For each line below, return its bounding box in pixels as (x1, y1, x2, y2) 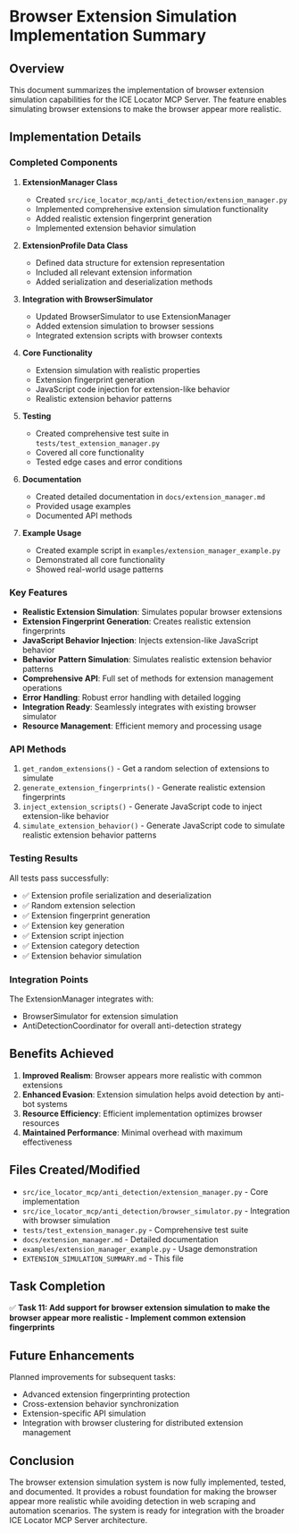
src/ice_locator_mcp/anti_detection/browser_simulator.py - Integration (21, 1205, 290, 1216)
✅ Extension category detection (21, 940, 140, 950)
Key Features (9, 586, 69, 599)
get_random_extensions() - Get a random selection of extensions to (21, 763, 270, 774)
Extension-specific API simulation (21, 1408, 146, 1419)
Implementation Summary (9, 25, 207, 46)
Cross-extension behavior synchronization (21, 1399, 179, 1410)
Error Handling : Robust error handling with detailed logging (21, 692, 241, 703)
